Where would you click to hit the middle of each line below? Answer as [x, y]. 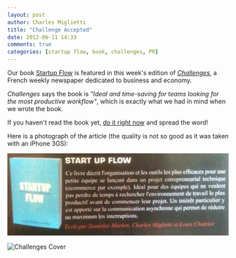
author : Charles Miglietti [47, 22]
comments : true [29, 45]
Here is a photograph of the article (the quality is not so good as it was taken [118, 136]
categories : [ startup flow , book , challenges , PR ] [83, 52]
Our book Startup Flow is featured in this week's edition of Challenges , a [112, 73]
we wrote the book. [35, 109]
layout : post [26, 15]
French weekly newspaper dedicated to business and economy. [100, 80]
